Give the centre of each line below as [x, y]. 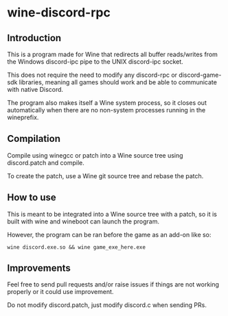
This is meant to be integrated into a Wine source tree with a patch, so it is [112, 214]
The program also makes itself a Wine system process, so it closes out [107, 103]
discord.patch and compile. [46, 162]
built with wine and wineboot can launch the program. [83, 221]
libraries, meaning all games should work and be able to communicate [118, 82]
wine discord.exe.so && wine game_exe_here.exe [77, 247]
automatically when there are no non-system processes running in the [106, 110]
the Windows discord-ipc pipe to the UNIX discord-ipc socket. [95, 62]
